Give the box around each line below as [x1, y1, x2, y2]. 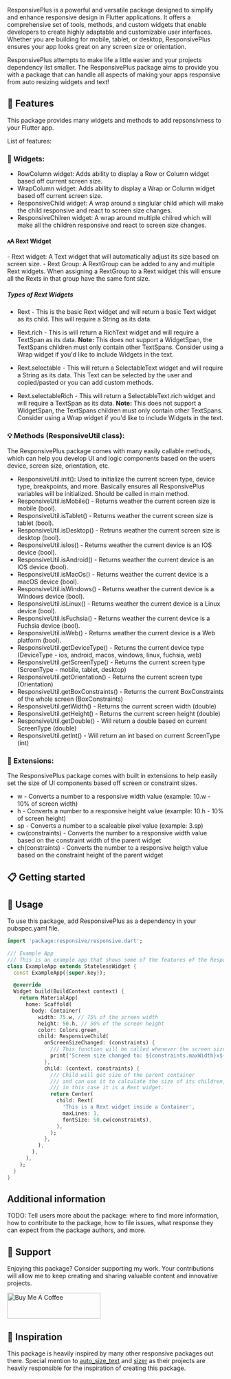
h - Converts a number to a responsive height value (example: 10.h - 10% [16, 806, 224, 815]
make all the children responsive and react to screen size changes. [16, 221, 207, 230]
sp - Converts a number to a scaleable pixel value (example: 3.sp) [16, 821, 204, 830]
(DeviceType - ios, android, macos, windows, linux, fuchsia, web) [16, 651, 202, 659]
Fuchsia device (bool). [16, 621, 80, 630]
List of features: [7, 137, 52, 145]
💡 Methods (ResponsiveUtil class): [7, 431, 125, 441]
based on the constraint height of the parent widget [16, 851, 164, 859]
